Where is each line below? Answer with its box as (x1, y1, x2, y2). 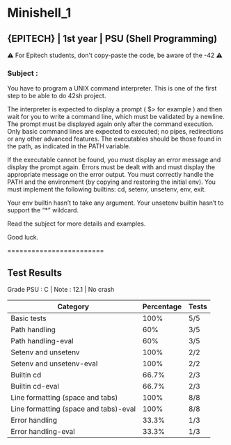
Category (57, 302, 89, 311)
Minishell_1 (7, 5, 72, 21)
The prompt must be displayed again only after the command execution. (7, 120, 214, 128)
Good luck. (7, 233, 39, 242)
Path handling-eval (10, 336, 74, 346)
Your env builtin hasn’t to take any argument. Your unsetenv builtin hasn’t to (7, 198, 224, 207)
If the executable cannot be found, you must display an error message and (7, 155, 221, 164)
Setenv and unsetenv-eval (10, 359, 98, 368)
